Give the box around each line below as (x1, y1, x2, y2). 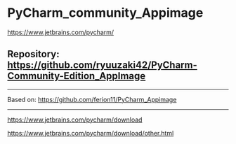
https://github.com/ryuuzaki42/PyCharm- (7, 59, 198, 71)
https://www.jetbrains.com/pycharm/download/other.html (7, 129, 174, 137)
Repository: (7, 48, 60, 60)
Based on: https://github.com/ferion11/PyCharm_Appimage (7, 95, 177, 103)
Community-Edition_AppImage (7, 70, 146, 82)
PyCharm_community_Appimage (7, 5, 204, 21)
